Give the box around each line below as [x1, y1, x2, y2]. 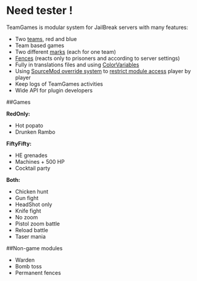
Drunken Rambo [15, 128, 56, 135]
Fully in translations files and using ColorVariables [15, 61, 140, 68]
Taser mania [15, 233, 47, 240]
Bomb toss [15, 262, 42, 270]
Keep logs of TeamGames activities [15, 80, 103, 88]
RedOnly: [6, 110, 30, 117]
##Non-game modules [6, 244, 63, 251]
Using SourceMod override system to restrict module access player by [15, 67, 192, 74]
